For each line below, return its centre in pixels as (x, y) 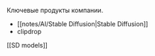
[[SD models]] (27, 45)
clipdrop (29, 32)
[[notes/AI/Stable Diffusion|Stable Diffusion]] (82, 24)
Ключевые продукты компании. (55, 10)
